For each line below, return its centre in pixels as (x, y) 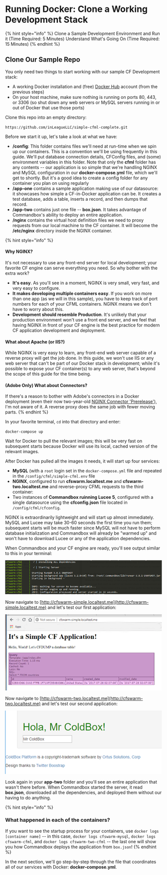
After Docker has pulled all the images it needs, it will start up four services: (83, 461)
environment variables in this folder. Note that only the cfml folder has (84, 162)
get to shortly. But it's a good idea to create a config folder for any (80, 178)
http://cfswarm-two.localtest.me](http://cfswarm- (92, 699)
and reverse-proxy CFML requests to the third (96, 487)
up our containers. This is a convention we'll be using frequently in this (85, 151)
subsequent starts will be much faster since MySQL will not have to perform (83, 528)
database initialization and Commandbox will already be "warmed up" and (81, 533)
